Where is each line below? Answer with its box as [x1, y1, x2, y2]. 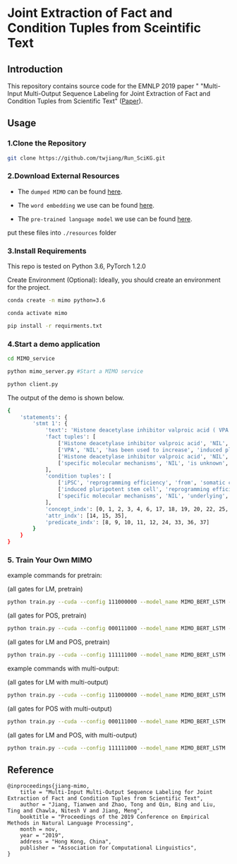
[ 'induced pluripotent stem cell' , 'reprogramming [57, 486, 210, 493]
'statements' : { [20, 413, 68, 421]
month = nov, [20, 826, 59, 833]
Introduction [7, 63, 63, 75]
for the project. [7, 283, 51, 292]
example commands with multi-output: [7, 664, 120, 673]
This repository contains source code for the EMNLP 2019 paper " [7, 82, 199, 90]
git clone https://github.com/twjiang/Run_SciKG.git [7, 154, 166, 162]
